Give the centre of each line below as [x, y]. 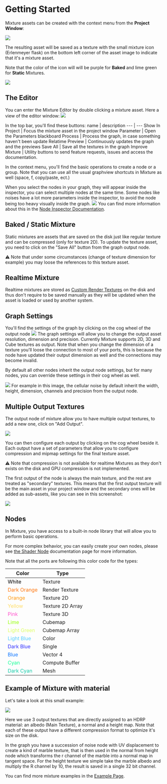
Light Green [21, 630]
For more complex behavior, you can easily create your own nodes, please [82, 546]
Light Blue [19, 638]
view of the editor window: [32, 116]
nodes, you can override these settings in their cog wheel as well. [73, 375]
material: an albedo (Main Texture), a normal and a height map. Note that [80, 725]
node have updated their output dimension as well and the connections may [83, 355]
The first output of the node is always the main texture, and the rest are [78, 478]
